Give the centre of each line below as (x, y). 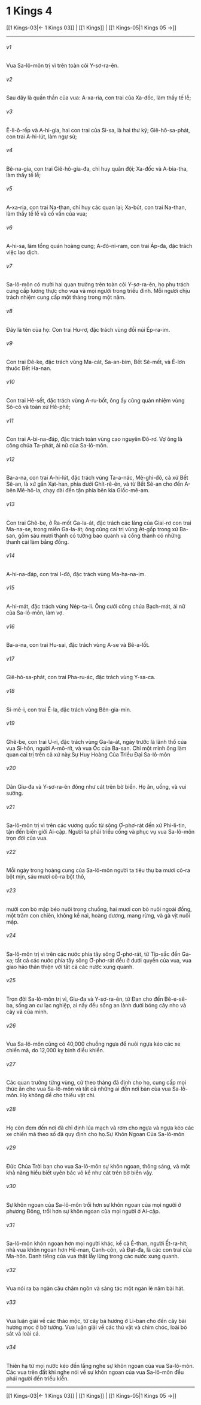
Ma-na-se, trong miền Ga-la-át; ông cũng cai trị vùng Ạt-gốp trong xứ (92, 529)
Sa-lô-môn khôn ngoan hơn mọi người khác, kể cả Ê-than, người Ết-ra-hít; (97, 1243)
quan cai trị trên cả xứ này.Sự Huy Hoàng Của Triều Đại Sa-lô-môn (88, 754)
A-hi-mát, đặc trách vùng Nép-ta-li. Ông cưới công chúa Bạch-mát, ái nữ (96, 606)
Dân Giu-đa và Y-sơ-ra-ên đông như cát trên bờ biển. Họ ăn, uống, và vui (96, 787)
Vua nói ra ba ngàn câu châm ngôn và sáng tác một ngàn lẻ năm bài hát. (95, 1288)
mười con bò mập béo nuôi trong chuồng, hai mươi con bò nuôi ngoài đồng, (99, 909)
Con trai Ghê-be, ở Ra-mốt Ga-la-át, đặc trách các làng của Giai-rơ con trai (99, 523)
